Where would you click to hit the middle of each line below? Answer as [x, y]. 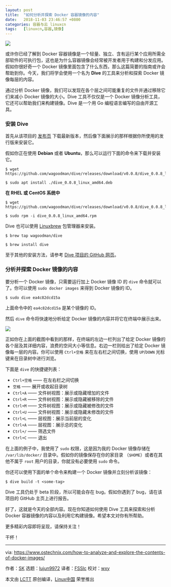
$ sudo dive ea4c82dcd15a [33, 298]
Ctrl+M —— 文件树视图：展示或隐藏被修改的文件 [63, 405]
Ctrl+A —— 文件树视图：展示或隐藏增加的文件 [61, 393]
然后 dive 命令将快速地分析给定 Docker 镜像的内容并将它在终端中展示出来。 [84, 319]
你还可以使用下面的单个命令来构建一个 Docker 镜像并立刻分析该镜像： [79, 472]
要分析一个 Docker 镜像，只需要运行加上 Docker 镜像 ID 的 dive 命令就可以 [83, 281]
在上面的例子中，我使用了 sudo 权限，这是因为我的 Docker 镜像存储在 [78, 448]
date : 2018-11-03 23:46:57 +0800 [43, 19]
